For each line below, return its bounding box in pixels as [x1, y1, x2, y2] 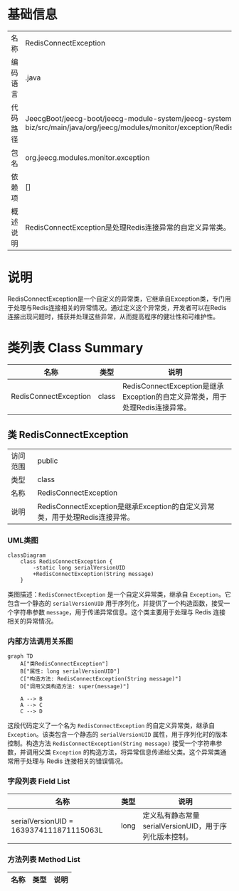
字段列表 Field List [7, 777, 70, 786]
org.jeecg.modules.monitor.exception [25, 152, 150, 162]
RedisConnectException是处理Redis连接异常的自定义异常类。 [25, 222, 231, 232]
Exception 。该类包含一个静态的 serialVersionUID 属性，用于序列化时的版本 [7, 730, 228, 739]
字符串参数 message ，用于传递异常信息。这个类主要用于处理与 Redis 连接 [13, 607, 226, 616]
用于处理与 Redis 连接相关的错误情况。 [13, 757, 127, 765]
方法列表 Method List [7, 855, 80, 865]
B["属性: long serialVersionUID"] [20, 668, 120, 676]
